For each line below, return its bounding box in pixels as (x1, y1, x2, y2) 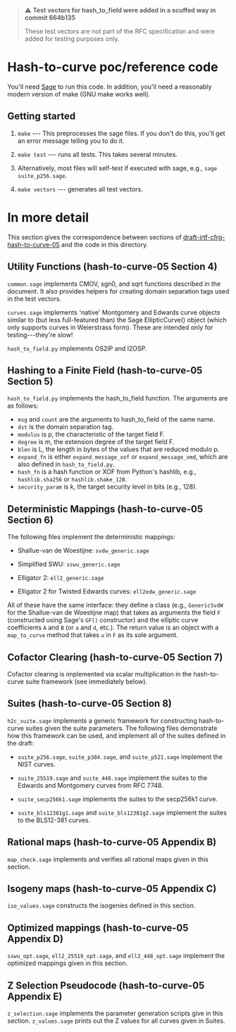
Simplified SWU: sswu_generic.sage (17, 560, 120, 569)
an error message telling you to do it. (17, 137, 125, 145)
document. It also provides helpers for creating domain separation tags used (7, 287, 230, 295)
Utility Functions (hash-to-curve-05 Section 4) (7, 260, 218, 273)
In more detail (7, 209, 89, 225)
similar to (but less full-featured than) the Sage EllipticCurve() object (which (7, 315, 227, 324)
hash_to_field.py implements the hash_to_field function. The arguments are (7, 394, 228, 403)
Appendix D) (7, 933, 63, 945)
